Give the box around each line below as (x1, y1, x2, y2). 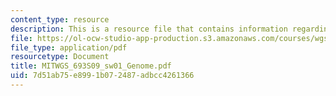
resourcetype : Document (10, 52, 110, 62)
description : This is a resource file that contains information (10, 24, 288, 34)
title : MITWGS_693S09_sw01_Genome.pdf (10, 61, 172, 71)
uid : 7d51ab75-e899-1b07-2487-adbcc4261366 (10, 71, 195, 81)
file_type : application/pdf (10, 42, 128, 53)
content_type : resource (10, 14, 110, 25)
